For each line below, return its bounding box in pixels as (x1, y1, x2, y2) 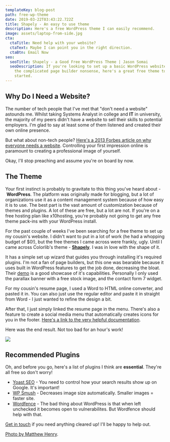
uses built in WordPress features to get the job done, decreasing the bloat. (5, 265, 160, 271)
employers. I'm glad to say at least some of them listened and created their (5, 122, 161, 128)
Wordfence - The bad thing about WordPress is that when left (12, 401, 141, 407)
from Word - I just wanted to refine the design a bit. (5, 296, 112, 302)
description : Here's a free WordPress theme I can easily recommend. (5, 26, 155, 31)
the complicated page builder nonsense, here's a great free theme (14, 69, 159, 74)
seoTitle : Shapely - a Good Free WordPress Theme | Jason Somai (10, 59, 148, 64)
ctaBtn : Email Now (10, 50, 49, 55)
